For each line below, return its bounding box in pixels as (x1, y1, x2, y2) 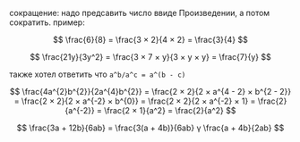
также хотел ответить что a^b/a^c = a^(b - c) (9, 69, 186, 79)
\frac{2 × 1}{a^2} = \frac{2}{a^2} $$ (104, 105, 236, 115)
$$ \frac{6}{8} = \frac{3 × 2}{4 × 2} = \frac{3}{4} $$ (53, 35, 248, 45)
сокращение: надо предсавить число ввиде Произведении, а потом (9, 8, 270, 18)
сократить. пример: (9, 17, 85, 28)
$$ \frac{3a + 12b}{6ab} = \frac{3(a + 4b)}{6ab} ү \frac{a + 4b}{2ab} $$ (16, 122, 285, 133)
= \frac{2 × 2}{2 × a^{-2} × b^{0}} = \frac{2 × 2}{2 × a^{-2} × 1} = (13, 96, 256, 106)
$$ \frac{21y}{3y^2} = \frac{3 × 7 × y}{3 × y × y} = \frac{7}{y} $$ (30, 52, 271, 62)
